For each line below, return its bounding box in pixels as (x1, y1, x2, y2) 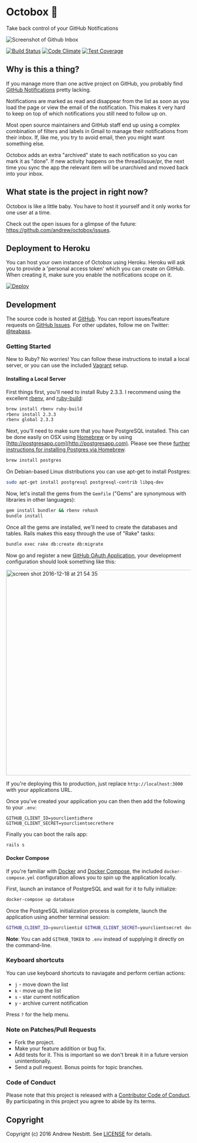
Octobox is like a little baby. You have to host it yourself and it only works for (6, 202, 191, 210)
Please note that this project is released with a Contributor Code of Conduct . (6, 1091, 191, 1098)
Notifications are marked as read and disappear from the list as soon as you (6, 97, 189, 104)
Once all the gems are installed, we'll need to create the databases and (6, 523, 178, 530)
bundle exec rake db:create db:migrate (6, 541, 104, 547)
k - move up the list (14, 987, 62, 994)
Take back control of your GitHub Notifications (6, 25, 118, 32)
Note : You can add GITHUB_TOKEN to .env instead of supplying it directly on (6, 935, 185, 943)
